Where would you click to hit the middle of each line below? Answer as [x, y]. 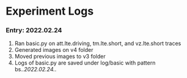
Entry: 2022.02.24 [34, 30]
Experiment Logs [50, 11]
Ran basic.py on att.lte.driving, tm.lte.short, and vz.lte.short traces [98, 43]
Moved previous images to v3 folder [60, 57]
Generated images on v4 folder [54, 50]
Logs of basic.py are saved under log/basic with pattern [85, 63]
